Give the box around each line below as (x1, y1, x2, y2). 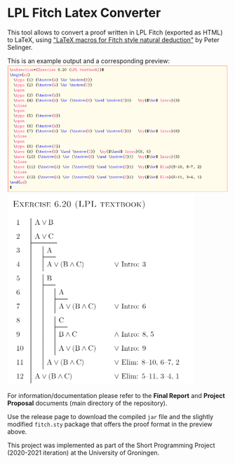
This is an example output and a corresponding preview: (7, 56, 170, 65)
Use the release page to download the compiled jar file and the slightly (7, 412, 214, 420)
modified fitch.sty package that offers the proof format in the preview (7, 420, 213, 428)
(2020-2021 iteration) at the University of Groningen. (7, 448, 160, 457)
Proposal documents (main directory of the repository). (7, 399, 168, 407)
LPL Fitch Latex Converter (7, 5, 161, 21)
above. (7, 427, 27, 436)
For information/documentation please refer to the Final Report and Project (7, 391, 226, 399)
